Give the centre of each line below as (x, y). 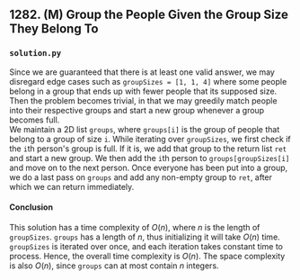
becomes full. (35, 120)
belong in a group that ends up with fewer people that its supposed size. (143, 91)
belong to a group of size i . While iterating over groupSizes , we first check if (150, 139)
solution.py (35, 54)
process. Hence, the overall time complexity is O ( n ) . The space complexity (147, 256)
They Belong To (54, 29)
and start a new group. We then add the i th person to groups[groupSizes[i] (150, 158)
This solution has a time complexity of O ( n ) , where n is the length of (135, 227)
